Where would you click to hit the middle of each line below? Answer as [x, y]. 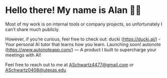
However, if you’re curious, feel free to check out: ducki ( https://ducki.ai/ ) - [83, 39]
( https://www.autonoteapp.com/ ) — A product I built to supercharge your [81, 49]
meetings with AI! [23, 55]
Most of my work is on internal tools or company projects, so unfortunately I [84, 24]
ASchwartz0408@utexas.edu [36, 70]
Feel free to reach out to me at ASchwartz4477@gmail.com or [70, 64]
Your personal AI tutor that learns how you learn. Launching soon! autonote [83, 44]
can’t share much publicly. [32, 29]
